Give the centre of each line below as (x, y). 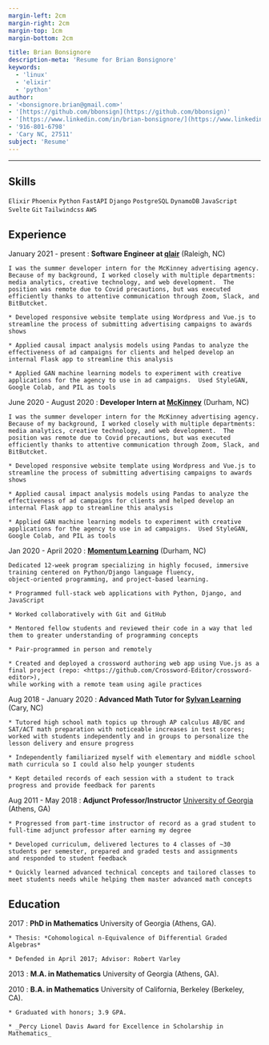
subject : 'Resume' (39, 142)
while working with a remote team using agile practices (105, 685)
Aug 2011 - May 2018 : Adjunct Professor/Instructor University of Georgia (131, 800)
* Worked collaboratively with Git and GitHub (87, 615)
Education (34, 904)
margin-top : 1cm (35, 30)
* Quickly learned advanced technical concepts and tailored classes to (132, 873)
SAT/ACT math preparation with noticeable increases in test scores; (127, 730)
